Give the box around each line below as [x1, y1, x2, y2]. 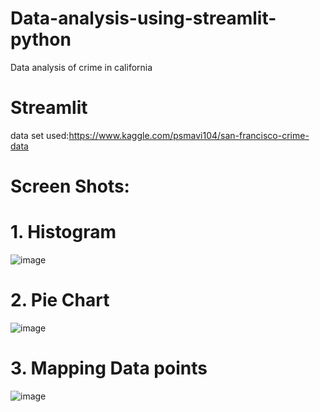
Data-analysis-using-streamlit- [10, 7, 277, 30]
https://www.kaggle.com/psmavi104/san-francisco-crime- [68, 129, 310, 141]
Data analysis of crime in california [10, 61, 153, 73]
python [10, 28, 72, 51]
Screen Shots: [10, 175, 130, 198]
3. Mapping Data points [10, 357, 208, 380]
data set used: [10, 129, 70, 141]
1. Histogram [10, 221, 117, 244]
